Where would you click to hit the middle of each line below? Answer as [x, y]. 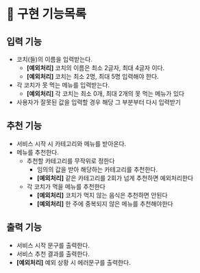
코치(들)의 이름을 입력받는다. [54, 59]
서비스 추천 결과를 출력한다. [53, 254]
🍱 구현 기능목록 [47, 14]
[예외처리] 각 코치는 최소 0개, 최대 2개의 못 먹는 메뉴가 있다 [105, 94]
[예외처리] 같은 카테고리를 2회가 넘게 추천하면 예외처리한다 [115, 178]
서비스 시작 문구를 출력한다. [53, 245]
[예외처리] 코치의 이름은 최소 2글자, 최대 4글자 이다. [96, 68]
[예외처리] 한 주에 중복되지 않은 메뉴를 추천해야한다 [105, 204]
